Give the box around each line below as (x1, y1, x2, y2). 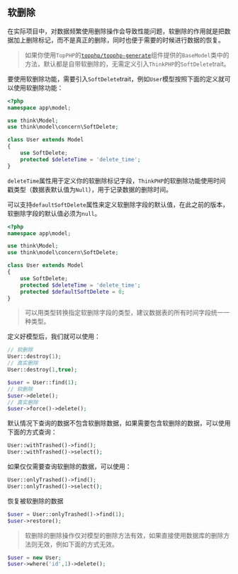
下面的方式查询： (7, 427, 57, 437)
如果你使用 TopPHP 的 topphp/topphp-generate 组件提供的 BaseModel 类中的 (24, 50, 229, 59)
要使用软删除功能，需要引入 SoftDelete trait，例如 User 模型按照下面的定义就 (7, 74, 225, 83)
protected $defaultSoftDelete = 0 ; (20, 288, 125, 295)
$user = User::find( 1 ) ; (7, 379, 78, 386)
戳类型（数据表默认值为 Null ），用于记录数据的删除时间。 (7, 185, 172, 193)
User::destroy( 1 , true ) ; (7, 367, 78, 374)
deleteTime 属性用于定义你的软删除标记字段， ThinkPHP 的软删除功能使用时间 (7, 176, 226, 185)
